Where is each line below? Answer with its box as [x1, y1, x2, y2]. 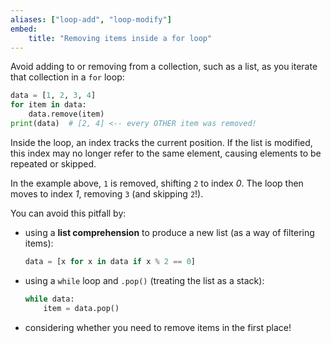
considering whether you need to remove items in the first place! [24, 321, 292, 333]
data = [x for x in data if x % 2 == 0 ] [24, 256, 196, 266]
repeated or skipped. [10, 157, 97, 170]
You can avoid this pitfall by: [10, 207, 127, 219]
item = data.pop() [43, 303, 120, 313]
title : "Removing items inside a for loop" [28, 33, 213, 43]
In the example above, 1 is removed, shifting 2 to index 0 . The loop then [10, 177, 304, 189]
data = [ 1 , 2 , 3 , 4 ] [10, 91, 97, 101]
